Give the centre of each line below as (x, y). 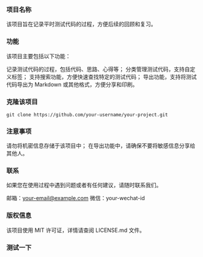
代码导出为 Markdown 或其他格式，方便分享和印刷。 (72, 84)
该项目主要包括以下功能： (39, 56)
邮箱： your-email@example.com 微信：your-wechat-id (76, 198)
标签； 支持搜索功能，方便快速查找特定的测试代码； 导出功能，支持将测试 (104, 76)
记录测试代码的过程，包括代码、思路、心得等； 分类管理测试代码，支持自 (98, 69)
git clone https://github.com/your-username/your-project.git (87, 114)
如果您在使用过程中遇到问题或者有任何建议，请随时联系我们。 (84, 185)
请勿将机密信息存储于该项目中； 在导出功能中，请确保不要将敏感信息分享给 (101, 146)
